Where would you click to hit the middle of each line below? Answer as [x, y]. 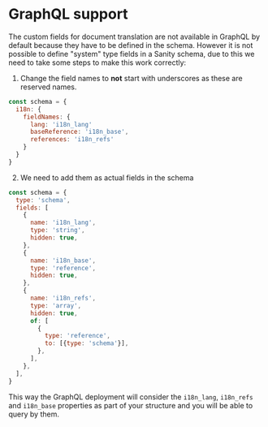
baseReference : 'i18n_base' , [79, 132]
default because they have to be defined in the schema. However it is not [131, 45]
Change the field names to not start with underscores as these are [131, 78]
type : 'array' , [56, 305]
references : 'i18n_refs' [72, 140]
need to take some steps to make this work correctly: [97, 63]
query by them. [34, 414]
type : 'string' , [57, 231]
